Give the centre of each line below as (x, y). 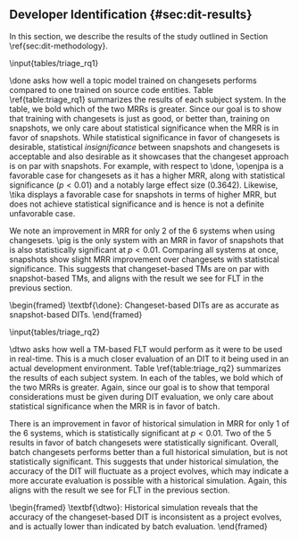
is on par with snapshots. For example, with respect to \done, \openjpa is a (146, 165)
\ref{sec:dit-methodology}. (59, 46)
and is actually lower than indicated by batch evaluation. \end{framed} (138, 526)
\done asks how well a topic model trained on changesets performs (133, 80)
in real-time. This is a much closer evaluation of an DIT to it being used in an (149, 359)
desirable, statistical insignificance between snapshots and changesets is (145, 147)
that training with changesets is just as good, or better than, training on (140, 118)
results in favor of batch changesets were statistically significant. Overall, (144, 443)
